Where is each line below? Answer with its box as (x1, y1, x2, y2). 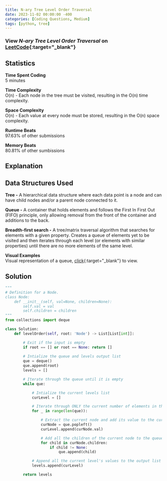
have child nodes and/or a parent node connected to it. (5, 197, 118, 204)
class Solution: (5, 327, 39, 332)
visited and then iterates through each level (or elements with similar (5, 238, 145, 244)
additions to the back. (5, 217, 50, 223)
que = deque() (23, 358, 52, 364)
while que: (23, 381, 46, 386)
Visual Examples (5, 253, 41, 259)
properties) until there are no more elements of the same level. (5, 243, 133, 249)
